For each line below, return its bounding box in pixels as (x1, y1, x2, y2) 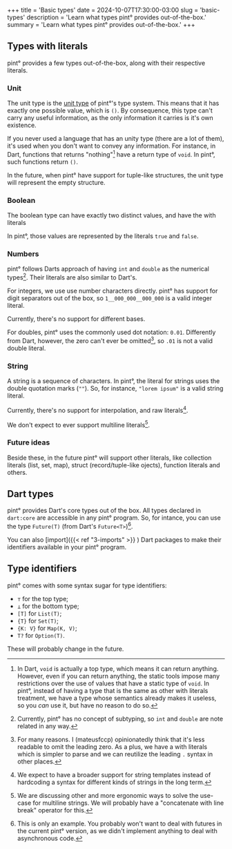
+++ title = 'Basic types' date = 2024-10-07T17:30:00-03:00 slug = (7, 6, 199, 14)
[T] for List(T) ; (17, 609, 62, 617)
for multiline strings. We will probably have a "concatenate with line (32, 799, 224, 807)
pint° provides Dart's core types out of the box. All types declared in (7, 507, 202, 515)
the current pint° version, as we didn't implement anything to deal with (17, 826, 217, 835)
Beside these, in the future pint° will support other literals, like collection (7, 453, 212, 462)
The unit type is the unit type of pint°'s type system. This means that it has (7, 99, 220, 108)
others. (7, 468, 28, 476)
